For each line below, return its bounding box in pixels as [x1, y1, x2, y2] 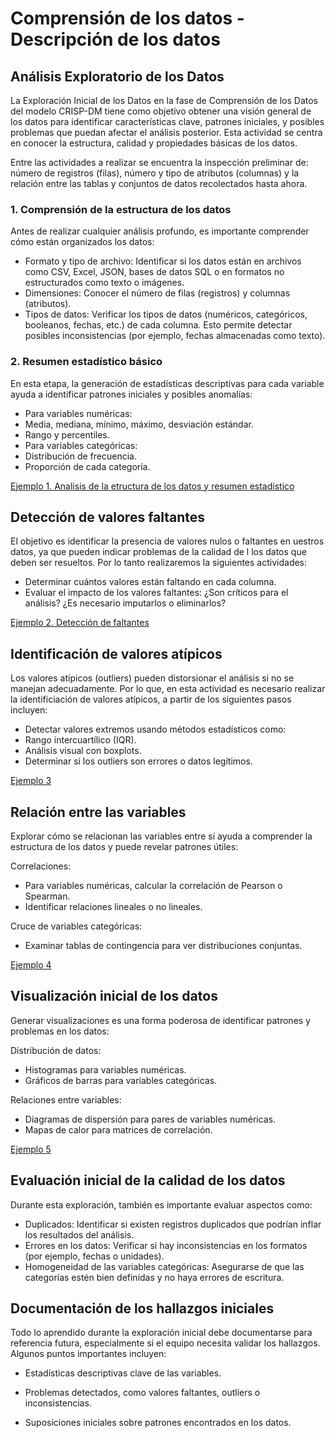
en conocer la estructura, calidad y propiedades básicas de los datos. [10, 137, 298, 149]
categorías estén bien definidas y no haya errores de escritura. [24, 1271, 285, 1283]
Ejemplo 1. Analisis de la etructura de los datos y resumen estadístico [10, 480, 295, 492]
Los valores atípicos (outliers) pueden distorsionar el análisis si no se [10, 672, 295, 684]
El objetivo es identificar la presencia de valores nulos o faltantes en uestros [10, 535, 325, 547]
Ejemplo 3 [10, 775, 52, 787]
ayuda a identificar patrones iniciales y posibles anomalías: [10, 388, 253, 400]
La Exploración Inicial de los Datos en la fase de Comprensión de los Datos [10, 95, 319, 106]
